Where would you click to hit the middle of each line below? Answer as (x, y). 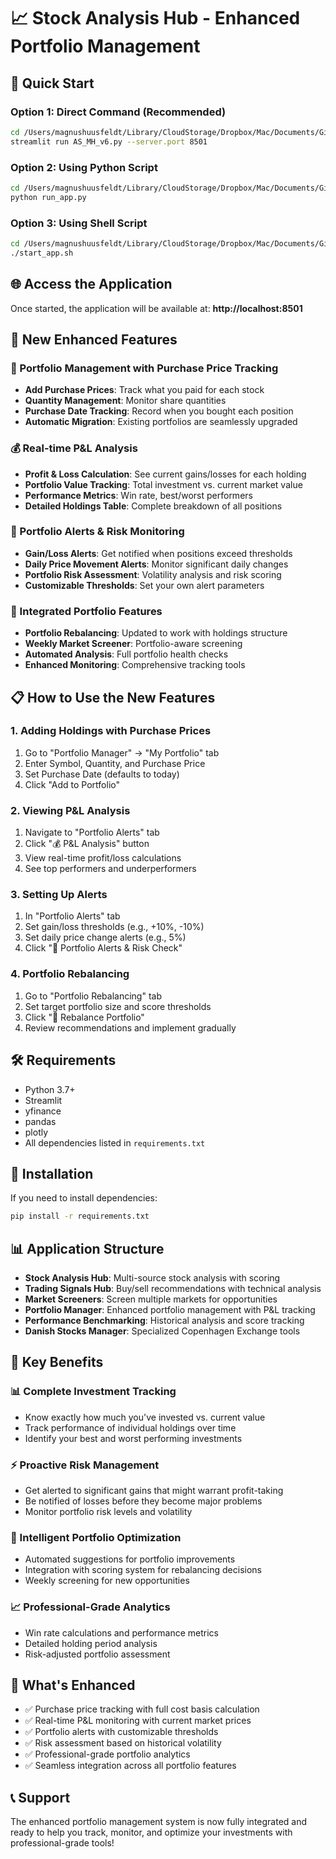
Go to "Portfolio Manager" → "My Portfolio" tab (122, 752)
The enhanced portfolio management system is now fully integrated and (159, 1822)
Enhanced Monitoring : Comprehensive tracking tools (135, 665)
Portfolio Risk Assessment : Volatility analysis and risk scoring (153, 574)
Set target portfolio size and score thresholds (118, 1006)
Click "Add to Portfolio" (72, 784)
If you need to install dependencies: (84, 1198)
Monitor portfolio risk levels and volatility (108, 1511)
